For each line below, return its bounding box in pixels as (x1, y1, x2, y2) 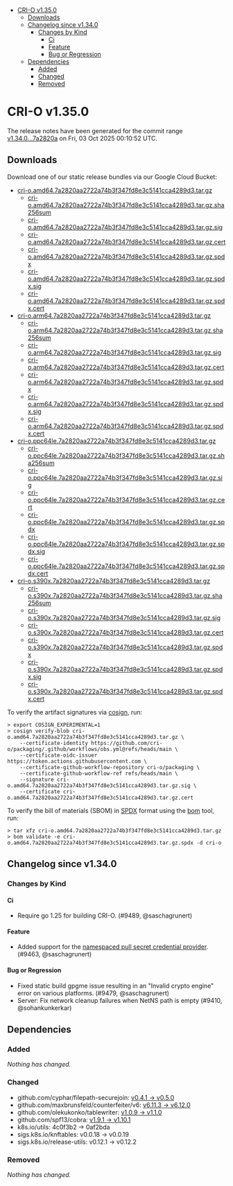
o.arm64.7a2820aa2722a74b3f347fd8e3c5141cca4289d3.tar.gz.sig (27, 348, 222, 356)
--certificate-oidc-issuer (19, 752, 98, 759)
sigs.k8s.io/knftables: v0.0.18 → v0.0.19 (17, 1130, 130, 1138)
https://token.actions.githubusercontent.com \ (7, 757, 148, 765)
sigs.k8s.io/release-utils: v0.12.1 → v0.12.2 (17, 1137, 137, 1146)
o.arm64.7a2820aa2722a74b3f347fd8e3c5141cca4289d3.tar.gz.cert (27, 363, 225, 371)
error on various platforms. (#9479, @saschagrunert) (17, 988, 170, 997)
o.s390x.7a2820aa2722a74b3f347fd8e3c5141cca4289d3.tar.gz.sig (27, 613, 221, 621)
